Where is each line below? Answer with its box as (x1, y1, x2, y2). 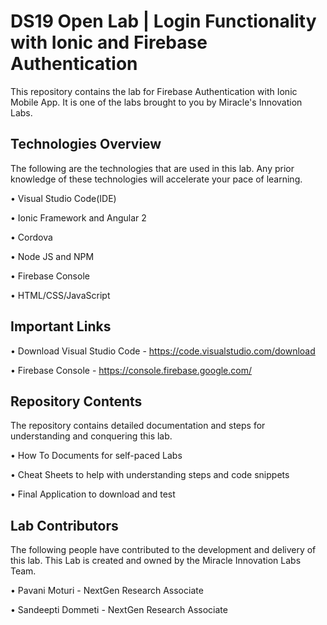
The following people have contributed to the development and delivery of (10, 544, 317, 556)
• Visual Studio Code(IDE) (10, 192, 117, 204)
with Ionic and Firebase (10, 31, 208, 54)
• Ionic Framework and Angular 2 (10, 211, 147, 224)
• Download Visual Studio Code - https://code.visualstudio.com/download (10, 345, 316, 357)
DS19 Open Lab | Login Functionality (10, 10, 317, 33)
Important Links (10, 318, 112, 335)
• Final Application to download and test (10, 488, 176, 500)
